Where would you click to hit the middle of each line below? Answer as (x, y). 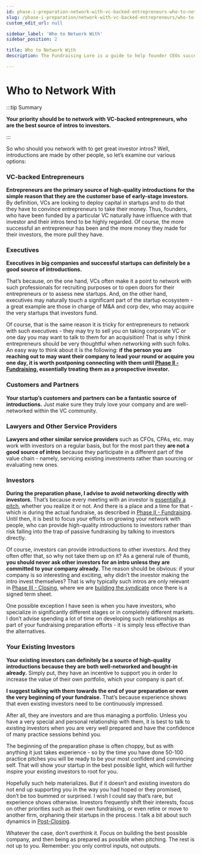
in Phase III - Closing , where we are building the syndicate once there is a (97, 588)
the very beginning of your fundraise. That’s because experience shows (96, 697)
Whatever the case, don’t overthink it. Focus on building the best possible (97, 833)
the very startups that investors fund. (52, 313)
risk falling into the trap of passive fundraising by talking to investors (91, 532)
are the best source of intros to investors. (59, 125)
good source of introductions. (44, 269)
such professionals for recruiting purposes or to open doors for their (90, 287)
